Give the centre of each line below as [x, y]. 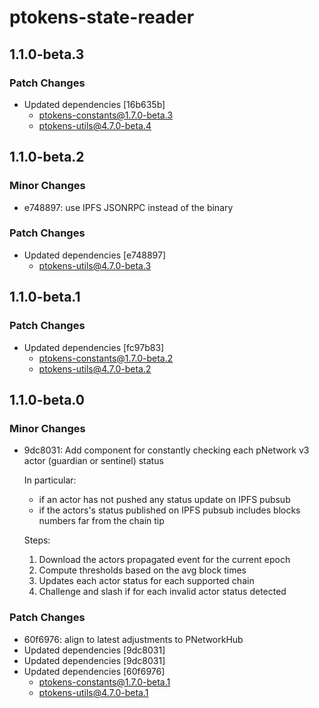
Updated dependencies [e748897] [94, 255]
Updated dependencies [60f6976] [94, 671]
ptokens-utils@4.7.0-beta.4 [95, 125]
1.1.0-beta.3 [47, 54]
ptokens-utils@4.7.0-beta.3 [95, 265]
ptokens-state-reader [102, 17]
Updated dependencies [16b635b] [94, 104]
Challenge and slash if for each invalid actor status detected [162, 592]
